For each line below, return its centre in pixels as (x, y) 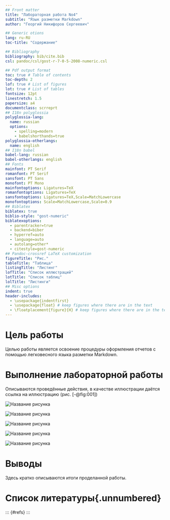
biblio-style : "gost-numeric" (37, 216)
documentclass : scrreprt (31, 108)
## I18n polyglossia (27, 113)
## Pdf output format (28, 70)
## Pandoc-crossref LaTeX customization (49, 253)
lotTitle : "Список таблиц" (34, 277)
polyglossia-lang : (25, 117)
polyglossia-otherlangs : (31, 141)
